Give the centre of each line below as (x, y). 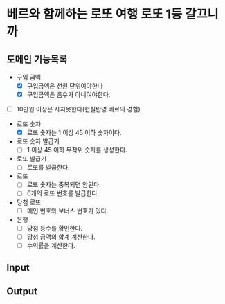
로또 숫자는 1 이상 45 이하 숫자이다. (74, 133)
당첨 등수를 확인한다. (55, 228)
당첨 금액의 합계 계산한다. (61, 237)
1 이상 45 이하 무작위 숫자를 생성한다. (77, 150)
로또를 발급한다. (48, 168)
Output (22, 291)
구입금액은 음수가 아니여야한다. (69, 95)
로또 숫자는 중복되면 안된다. (64, 185)
